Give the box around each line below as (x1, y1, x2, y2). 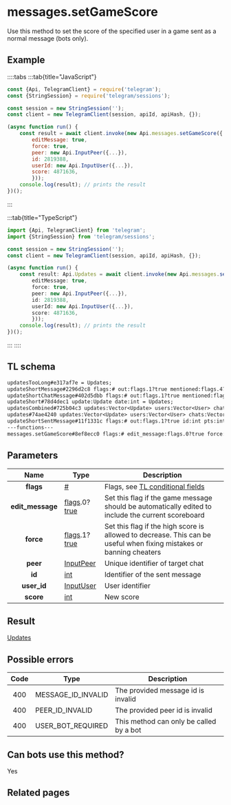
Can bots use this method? (7, 748, 125, 760)
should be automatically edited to (104, 501, 212, 511)
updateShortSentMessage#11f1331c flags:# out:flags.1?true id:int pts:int (7, 418, 226, 425)
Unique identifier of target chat (104, 558, 204, 568)
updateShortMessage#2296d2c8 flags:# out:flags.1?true (7, 385, 168, 393)
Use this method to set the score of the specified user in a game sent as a (7, 27, 217, 35)
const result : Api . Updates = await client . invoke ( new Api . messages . (19, 271, 220, 278)
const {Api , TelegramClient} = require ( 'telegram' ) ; (7, 85, 162, 93)
